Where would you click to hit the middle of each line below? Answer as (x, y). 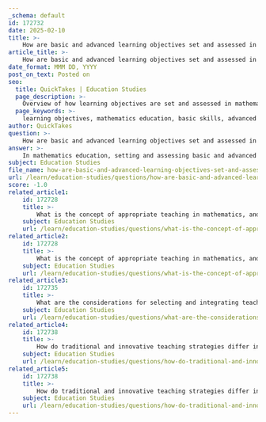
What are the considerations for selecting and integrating (138, 302)
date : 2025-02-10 (37, 30)
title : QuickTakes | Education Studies (81, 89)
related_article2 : (38, 237)
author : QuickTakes (40, 126)
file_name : (26, 170)
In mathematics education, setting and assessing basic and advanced (140, 155)
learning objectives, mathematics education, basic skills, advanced (140, 119)
